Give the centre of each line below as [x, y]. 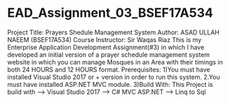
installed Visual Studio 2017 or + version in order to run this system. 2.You [114, 77]
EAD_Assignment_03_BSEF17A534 [110, 13]
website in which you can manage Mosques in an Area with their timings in [115, 62]
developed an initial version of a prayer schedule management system [109, 55]
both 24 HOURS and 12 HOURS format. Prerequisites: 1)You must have [109, 69]
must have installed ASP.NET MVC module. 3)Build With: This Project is [110, 84]
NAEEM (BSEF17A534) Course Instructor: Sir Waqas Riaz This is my [104, 39]
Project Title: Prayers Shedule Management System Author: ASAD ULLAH [113, 32]
